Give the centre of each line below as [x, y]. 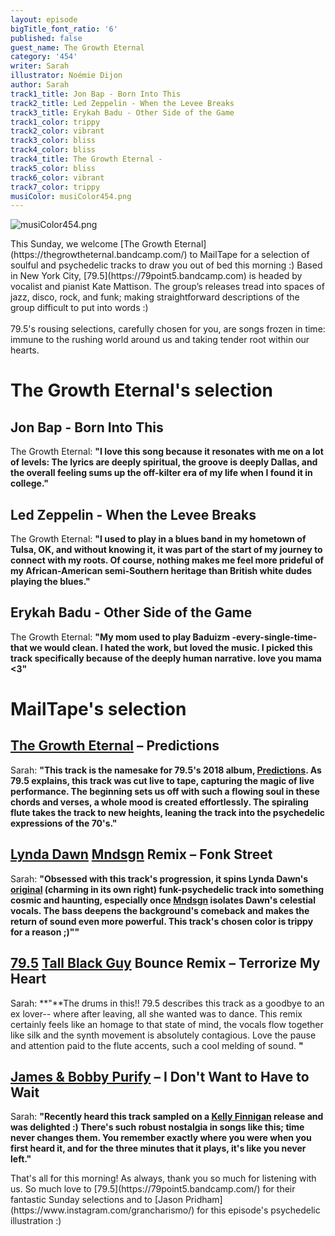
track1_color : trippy [55, 122]
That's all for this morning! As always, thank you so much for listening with [163, 1178]
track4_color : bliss [53, 150]
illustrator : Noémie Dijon [66, 76]
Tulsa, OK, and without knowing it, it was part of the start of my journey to [166, 550]
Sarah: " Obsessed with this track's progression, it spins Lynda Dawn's [159, 878]
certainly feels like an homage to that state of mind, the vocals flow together [167, 1024]
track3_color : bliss [53, 141]
